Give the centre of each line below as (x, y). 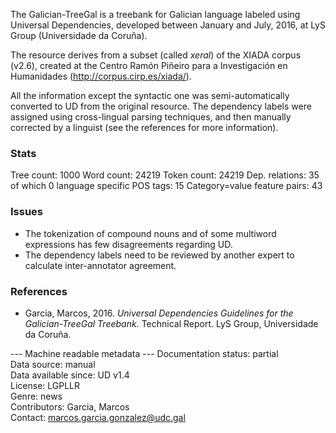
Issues (27, 212)
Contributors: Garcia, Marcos (70, 406)
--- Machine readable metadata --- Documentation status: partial (144, 353)
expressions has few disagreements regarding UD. (128, 244)
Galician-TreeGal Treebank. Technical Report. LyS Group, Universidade (171, 323)
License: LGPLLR (45, 385)
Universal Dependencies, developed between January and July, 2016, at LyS (168, 25)
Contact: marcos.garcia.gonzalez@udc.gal (98, 417)
